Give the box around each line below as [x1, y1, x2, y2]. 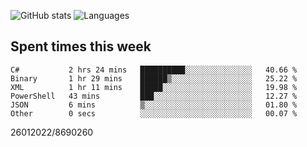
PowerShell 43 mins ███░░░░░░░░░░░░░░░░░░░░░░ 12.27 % [10, 91, 298, 101]
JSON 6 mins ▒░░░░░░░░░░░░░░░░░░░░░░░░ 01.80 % [10, 100, 298, 110]
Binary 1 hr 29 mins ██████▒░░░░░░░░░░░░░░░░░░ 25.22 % [10, 73, 298, 84]
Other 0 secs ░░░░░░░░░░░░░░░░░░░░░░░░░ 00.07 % [10, 108, 298, 119]
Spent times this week [10, 38, 152, 55]
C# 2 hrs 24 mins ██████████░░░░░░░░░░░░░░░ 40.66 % [10, 65, 298, 75]
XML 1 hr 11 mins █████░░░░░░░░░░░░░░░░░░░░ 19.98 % [10, 82, 298, 92]
